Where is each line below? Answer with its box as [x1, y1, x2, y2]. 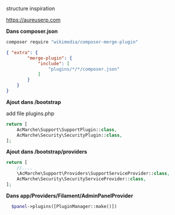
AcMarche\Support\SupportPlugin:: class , [16, 126, 117, 133]
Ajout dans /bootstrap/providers [6, 148, 87, 155]
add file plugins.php [6, 110, 55, 117]
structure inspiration [6, 5, 55, 12]
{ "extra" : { [6, 49, 38, 55]
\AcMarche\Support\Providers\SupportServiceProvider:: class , [16, 170, 170, 177]
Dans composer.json [6, 28, 58, 35]
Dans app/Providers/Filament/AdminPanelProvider [6, 192, 134, 199]
